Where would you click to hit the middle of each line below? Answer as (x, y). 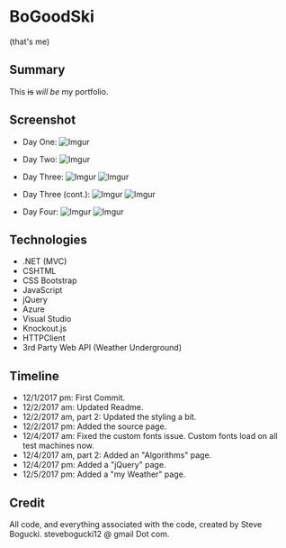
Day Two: (40, 159)
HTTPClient (44, 338)
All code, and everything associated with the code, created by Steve (136, 524)
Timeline (35, 376)
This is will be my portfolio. (59, 91)
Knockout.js (45, 329)
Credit (27, 502)
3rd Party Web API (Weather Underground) (102, 348)
